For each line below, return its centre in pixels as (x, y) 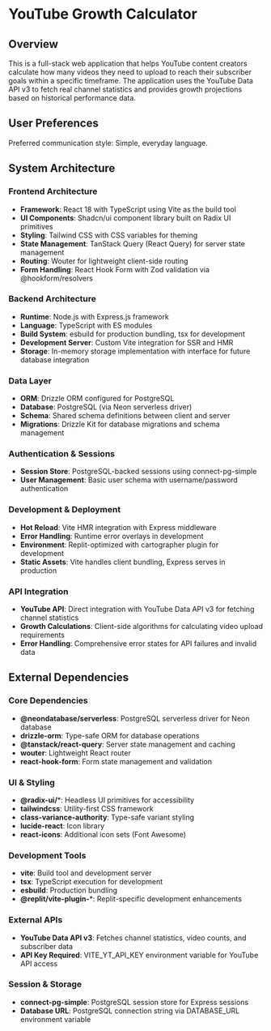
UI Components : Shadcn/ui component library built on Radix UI (125, 218)
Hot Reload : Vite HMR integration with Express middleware (118, 527)
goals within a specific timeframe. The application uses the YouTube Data (131, 81)
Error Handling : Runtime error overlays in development (112, 536)
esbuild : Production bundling (69, 890)
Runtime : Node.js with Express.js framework (95, 316)
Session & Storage (45, 984)
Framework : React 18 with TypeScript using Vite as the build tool (128, 209)
